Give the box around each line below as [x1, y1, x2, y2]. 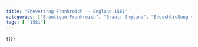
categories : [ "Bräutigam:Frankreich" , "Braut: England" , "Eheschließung [6, 14, 189, 20]
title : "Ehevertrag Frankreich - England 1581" [6, 8, 128, 15]
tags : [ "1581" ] [6, 19, 46, 25]
